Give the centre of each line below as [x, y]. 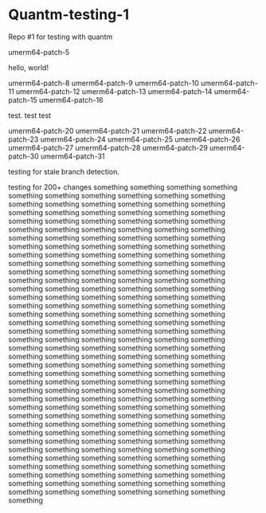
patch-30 [24, 156]
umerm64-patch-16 [71, 100]
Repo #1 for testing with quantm [61, 37]
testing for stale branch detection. [64, 171]
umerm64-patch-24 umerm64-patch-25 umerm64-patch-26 [140, 139]
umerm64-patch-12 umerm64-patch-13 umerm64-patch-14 [114, 91]
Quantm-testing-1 [69, 15]
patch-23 [23, 139]
